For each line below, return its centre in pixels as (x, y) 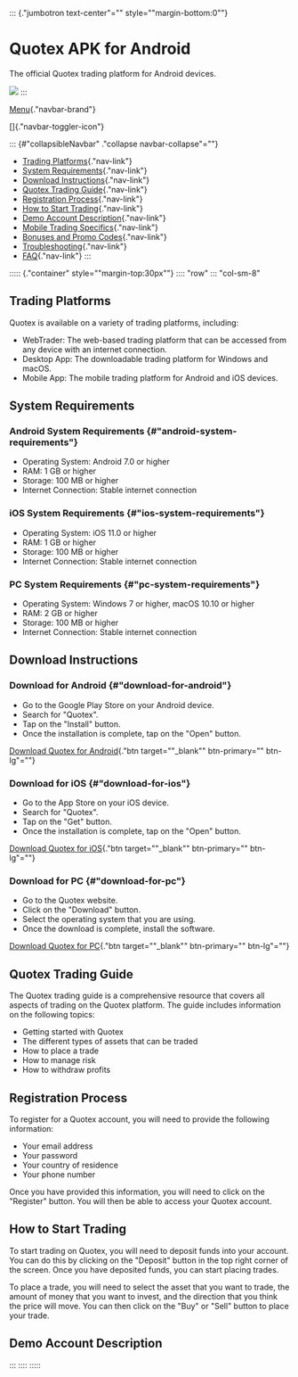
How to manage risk (59, 1060)
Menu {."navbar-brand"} (52, 109)
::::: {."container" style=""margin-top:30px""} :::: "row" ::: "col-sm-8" (135, 273)
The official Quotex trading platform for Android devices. (113, 73)
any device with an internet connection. (94, 349)
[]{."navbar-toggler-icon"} (57, 126)
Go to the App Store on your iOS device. (96, 803)
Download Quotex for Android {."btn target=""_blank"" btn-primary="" (137, 750)
